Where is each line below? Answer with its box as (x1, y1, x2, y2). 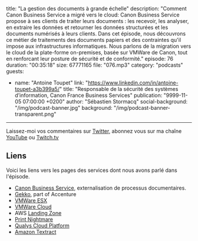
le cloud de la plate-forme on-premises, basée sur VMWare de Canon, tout (6, 49, 188, 56)
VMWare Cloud (14, 203, 52, 210)
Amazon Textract (14, 228, 57, 235)
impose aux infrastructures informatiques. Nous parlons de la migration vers (6, 43, 192, 50)
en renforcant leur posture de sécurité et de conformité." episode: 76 (6, 56, 174, 62)
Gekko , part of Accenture (14, 190, 77, 197)
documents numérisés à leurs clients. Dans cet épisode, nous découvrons (6, 30, 186, 37)
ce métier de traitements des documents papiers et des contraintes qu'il (6, 37, 181, 43)
